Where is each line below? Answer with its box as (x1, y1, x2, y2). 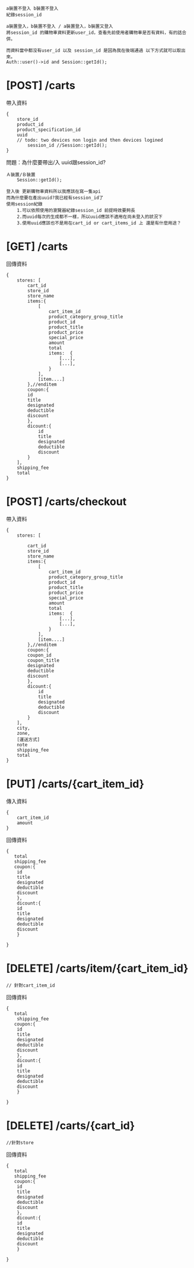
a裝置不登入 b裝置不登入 (6, 5, 59, 11)
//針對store (6, 1139, 34, 1145)
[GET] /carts (6, 240, 68, 253)
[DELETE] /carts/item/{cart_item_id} (6, 962, 189, 975)
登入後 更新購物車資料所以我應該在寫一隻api (6, 188, 101, 195)
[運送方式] (17, 737, 40, 743)
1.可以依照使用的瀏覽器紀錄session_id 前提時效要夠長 (17, 207, 135, 213)
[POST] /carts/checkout (6, 495, 127, 509)
